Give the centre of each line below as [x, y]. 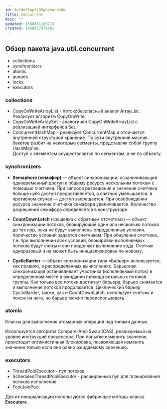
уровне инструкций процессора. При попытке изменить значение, [77, 336]
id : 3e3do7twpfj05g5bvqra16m [35, 10]
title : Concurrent [24, 14]
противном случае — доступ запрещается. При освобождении [80, 198]
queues [20, 76]
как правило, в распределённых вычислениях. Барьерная [75, 266]
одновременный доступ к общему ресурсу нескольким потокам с [83, 182]
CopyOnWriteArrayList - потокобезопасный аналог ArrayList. [76, 111]
